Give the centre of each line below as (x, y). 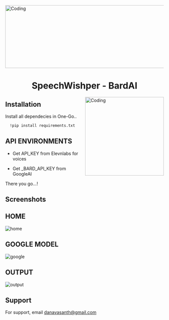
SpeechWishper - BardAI (84, 86)
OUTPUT (19, 272)
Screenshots (26, 199)
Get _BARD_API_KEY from (39, 169)
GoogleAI (22, 174)
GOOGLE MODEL (32, 244)
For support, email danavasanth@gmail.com (51, 312)
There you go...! (22, 184)
